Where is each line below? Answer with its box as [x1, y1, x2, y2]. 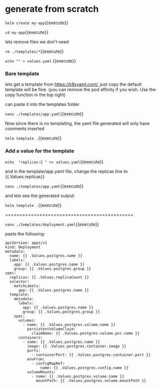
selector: [9, 279, 30, 284]
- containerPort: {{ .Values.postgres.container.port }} [31, 352, 151, 357]
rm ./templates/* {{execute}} [5, 48, 64, 54]
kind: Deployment [5, 245, 41, 250]
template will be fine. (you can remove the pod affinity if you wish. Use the [5, 87, 156, 93]
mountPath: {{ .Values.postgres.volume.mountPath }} [36, 378, 147, 383]
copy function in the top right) [5, 92, 66, 98]
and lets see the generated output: [5, 193, 75, 198]
